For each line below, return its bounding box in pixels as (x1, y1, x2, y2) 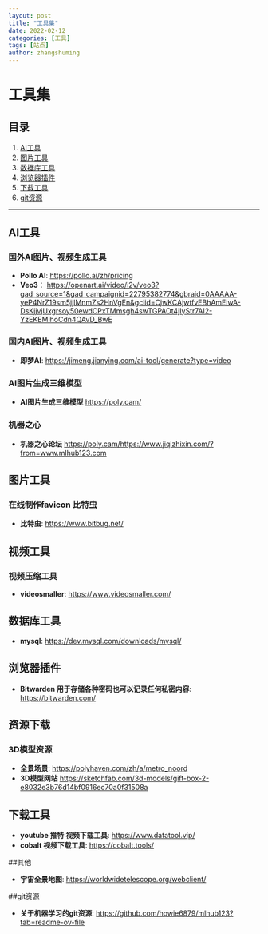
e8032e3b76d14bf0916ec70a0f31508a (19, 783, 148, 792)
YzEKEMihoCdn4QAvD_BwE (19, 314, 113, 324)
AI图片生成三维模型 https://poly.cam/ (19, 397, 142, 407)
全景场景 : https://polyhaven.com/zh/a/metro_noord (19, 764, 188, 773)
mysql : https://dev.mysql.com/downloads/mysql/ (19, 636, 182, 645)
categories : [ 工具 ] (8, 34, 71, 42)
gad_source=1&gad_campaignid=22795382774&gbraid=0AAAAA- (19, 289, 238, 298)
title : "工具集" (8, 19, 59, 27)
